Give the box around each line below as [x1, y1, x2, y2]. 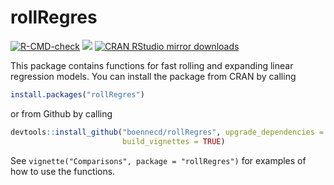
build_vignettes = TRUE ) [121, 136, 226, 146]
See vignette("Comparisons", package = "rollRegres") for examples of [10, 154, 307, 166]
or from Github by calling [10, 107, 113, 120]
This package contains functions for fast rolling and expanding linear [10, 59, 294, 71]
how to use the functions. [10, 165, 116, 177]
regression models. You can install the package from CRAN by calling [10, 70, 297, 82]
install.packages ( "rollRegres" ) [10, 89, 145, 100]
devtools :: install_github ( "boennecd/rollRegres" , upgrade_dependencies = [10, 127, 325, 137]
